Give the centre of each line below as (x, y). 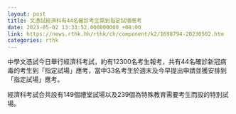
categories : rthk (33, 41)
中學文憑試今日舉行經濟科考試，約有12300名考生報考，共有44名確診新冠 (114, 62)
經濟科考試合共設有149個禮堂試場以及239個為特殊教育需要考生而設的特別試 (118, 95)
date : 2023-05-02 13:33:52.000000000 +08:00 (74, 27)
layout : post (27, 14)
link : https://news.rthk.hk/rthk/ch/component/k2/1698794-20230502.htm (116, 34)
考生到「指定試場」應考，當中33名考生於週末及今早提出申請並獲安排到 (123, 71)
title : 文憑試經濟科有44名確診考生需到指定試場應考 (75, 21)
